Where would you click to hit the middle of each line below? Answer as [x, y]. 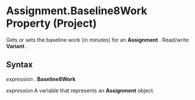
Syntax [19, 65]
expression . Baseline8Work [41, 79]
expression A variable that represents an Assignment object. [80, 91]
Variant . [17, 46]
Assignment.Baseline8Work [77, 11]
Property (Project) [51, 23]
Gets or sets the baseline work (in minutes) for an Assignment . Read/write [97, 40]
